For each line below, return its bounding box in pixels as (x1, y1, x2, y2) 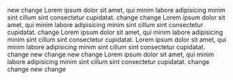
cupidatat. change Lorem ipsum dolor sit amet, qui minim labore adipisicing (7, 28, 223, 36)
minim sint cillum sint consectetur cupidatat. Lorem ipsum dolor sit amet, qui (7, 35, 227, 44)
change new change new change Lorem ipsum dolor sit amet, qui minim (7, 50, 214, 58)
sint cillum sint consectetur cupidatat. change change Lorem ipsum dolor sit (7, 13, 225, 22)
